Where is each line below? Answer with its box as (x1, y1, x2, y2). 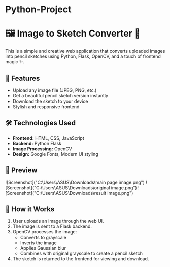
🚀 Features (5, 74, 40, 82)
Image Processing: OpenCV (12, 146, 72, 152)
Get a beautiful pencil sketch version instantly (12, 92, 108, 98)
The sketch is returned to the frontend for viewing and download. (12, 256, 149, 262)
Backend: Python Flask (12, 140, 62, 146)
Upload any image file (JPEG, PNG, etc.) (12, 87, 97, 93)
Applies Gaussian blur (20, 245, 66, 251)
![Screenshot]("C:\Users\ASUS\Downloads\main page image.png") (5, 179, 145, 185)
